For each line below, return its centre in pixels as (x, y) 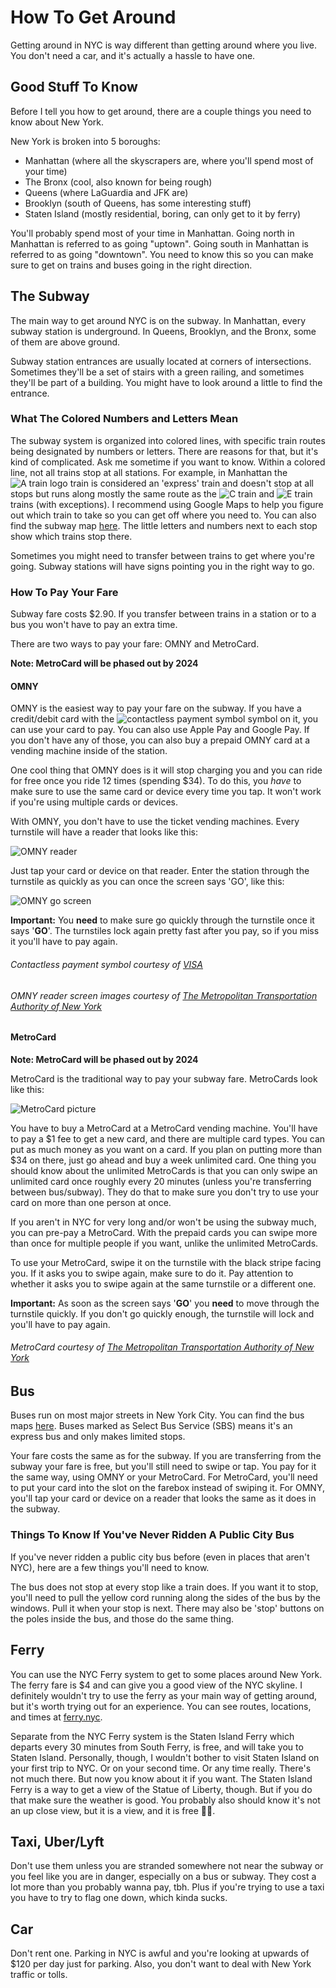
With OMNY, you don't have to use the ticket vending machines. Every (155, 822)
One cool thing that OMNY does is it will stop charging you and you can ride (166, 770)
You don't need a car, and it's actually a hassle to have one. (133, 55)
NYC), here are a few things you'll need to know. (110, 1567)
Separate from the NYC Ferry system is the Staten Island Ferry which (152, 1736)
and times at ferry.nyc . (56, 1717)
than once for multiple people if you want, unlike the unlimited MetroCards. (164, 1243)
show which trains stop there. (71, 536)
